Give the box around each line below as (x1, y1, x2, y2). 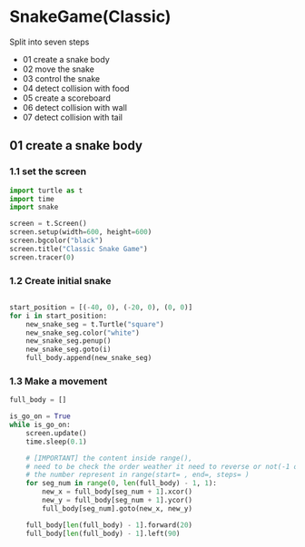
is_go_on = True (9, 412, 71, 421)
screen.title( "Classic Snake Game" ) (9, 244, 148, 253)
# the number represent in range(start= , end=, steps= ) (25, 470, 250, 480)
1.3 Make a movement (9, 375, 108, 387)
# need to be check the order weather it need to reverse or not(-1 (25, 462, 290, 471)
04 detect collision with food (22, 83, 130, 93)
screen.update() (25, 428, 88, 437)
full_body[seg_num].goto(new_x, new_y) (42, 503, 193, 513)
